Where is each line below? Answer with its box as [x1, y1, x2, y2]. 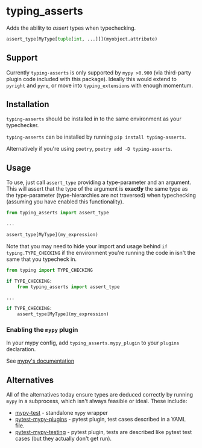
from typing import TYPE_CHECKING [6, 267, 93, 273]
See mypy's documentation [6, 357, 74, 364]
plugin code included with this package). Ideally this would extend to [6, 75, 177, 82]
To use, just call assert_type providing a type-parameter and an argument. [6, 179, 192, 186]
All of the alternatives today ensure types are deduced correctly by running [6, 391, 194, 398]
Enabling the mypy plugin [6, 326, 78, 334]
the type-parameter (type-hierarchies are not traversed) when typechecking [6, 192, 196, 199]
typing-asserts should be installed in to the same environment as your [6, 115, 182, 122]
